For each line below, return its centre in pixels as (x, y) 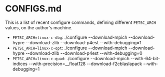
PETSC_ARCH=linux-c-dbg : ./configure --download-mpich (70, 37)
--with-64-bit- (145, 58)
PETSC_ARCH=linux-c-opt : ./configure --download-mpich (70, 48)
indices (20, 64)
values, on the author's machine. (39, 27)
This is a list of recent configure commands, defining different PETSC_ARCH (81, 22)
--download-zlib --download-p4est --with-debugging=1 (83, 42)
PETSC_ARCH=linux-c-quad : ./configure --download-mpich (71, 58)
